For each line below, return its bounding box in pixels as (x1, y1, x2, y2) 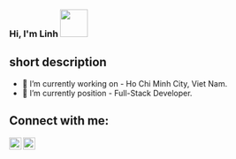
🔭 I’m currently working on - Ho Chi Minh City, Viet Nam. (21, 78, 228, 88)
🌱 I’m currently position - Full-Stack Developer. (21, 87, 193, 98)
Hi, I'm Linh (9, 27, 59, 40)
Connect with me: (9, 113, 110, 128)
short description (9, 55, 108, 70)
